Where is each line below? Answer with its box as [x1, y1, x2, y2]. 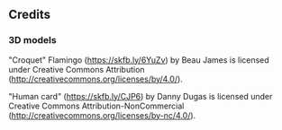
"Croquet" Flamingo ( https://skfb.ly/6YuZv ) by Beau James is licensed [8, 54, 269, 65]
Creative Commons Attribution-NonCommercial [8, 100, 185, 111]
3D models [8, 34, 57, 47]
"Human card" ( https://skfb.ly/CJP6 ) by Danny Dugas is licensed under [8, 91, 273, 101]
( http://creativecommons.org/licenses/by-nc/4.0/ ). [8, 109, 196, 120]
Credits [8, 7, 51, 22]
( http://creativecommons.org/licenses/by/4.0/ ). [8, 74, 184, 84]
